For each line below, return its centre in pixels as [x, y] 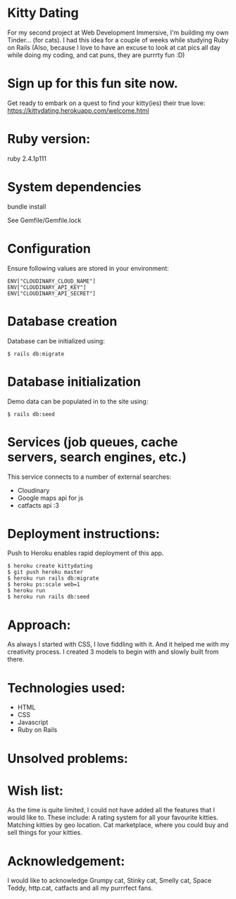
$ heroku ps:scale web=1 [44, 585]
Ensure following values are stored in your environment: [88, 268]
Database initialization [74, 381]
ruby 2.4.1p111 [27, 158]
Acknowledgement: [66, 861]
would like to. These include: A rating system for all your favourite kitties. [113, 818]
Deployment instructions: [83, 533]
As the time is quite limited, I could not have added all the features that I [111, 810]
